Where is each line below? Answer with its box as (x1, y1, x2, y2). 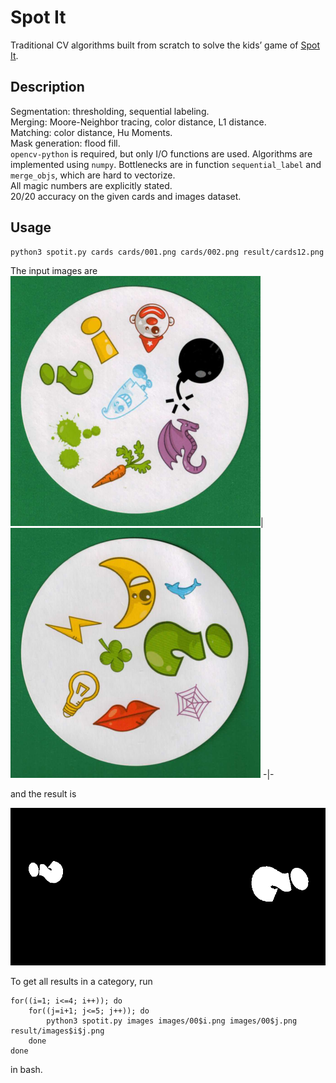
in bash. (10, 1064, 43, 1076)
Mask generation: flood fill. (10, 137, 121, 149)
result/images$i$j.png (10, 1026, 105, 1036)
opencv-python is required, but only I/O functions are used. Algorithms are (10, 147, 313, 160)
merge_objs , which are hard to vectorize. (10, 169, 176, 181)
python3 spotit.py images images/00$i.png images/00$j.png (46, 1016, 298, 1026)
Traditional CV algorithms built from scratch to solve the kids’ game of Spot (10, 39, 320, 51)
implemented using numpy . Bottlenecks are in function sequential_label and (10, 158, 322, 170)
